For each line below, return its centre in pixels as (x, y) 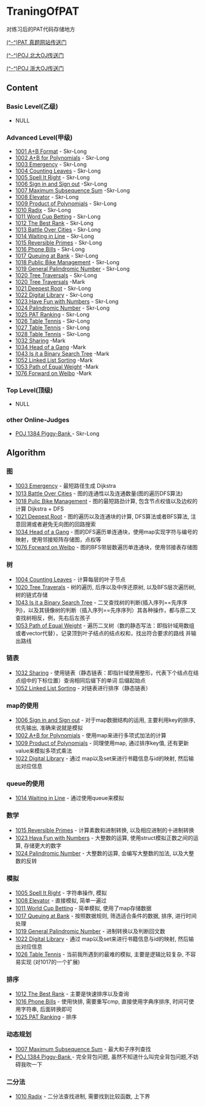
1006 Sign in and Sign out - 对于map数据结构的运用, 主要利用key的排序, (105, 720)
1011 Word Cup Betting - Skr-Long (58, 216)
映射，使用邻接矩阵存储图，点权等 (58, 539)
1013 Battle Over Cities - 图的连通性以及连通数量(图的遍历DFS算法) (99, 493)
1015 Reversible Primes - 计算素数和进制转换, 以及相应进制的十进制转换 (105, 830)
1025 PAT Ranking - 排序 (46, 1017)
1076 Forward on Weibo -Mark (54, 373)
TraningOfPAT (43, 11)
